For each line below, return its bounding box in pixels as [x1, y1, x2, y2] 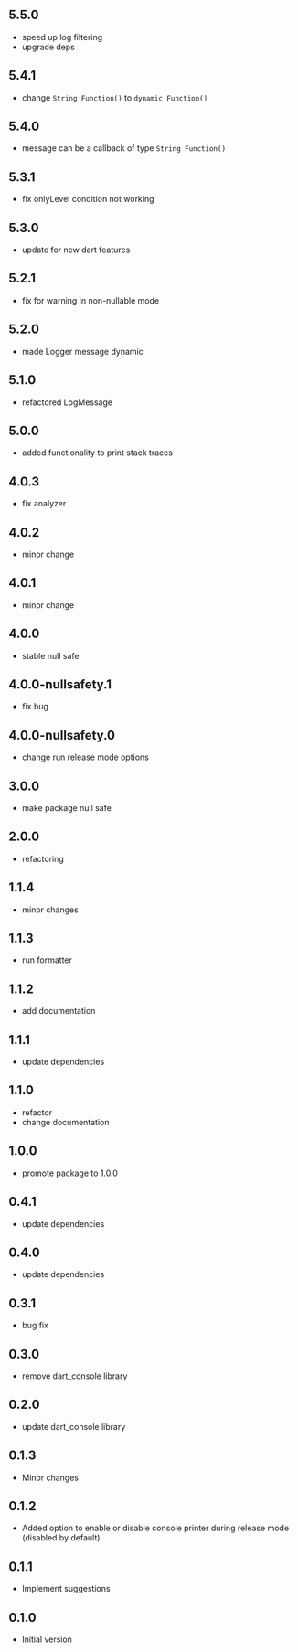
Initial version [21, 1634, 72, 1645]
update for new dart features [21, 244, 131, 255]
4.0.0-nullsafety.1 [8, 677, 112, 692]
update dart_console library [21, 1421, 126, 1432]
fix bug [21, 701, 49, 712]
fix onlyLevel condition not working [21, 194, 154, 205]
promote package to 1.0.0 [21, 1167, 118, 1178]
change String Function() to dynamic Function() [21, 91, 208, 103]
